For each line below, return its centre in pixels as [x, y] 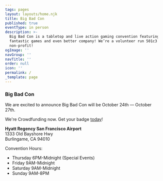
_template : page [21, 77]
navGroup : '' [18, 55]
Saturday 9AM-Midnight [36, 168]
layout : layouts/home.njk [31, 14]
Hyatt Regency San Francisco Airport [43, 129]
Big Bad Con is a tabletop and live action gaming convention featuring [84, 37]
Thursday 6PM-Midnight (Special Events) [53, 158]
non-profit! [22, 46]
